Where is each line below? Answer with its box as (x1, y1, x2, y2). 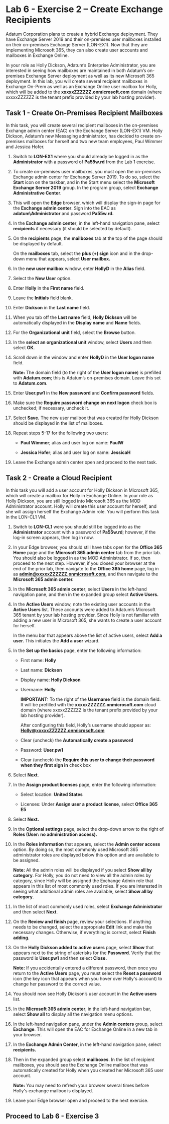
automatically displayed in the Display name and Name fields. (13, 319, 141, 325)
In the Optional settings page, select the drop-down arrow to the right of (13, 826, 164, 832)
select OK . (13, 344, 35, 351)
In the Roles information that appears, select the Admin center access (13, 841, 160, 847)
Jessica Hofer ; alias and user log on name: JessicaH (20, 449, 131, 455)
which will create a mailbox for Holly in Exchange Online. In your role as (6, 492, 153, 498)
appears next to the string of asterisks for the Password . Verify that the (13, 950, 161, 956)
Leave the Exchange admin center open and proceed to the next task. (13, 459, 157, 465)
